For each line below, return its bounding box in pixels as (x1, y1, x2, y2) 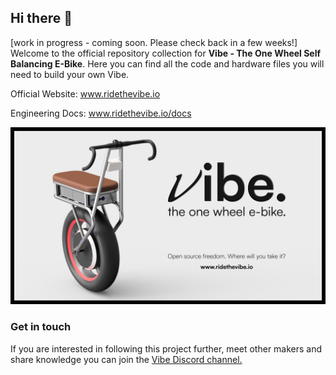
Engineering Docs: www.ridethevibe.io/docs (10, 107, 192, 119)
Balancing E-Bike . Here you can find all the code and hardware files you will (10, 57, 325, 70)
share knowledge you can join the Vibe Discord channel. (10, 353, 243, 365)
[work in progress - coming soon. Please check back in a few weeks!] (10, 36, 298, 48)
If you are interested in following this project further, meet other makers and (10, 342, 323, 355)
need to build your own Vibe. (10, 68, 130, 80)
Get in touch (10, 320, 72, 334)
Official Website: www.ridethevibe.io (10, 87, 161, 100)
